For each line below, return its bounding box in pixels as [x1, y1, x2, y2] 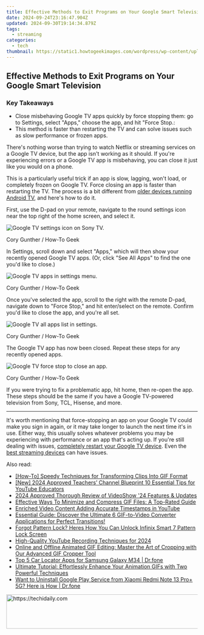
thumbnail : [6, 49, 34, 55]
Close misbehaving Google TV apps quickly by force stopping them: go [15, 113, 194, 120]
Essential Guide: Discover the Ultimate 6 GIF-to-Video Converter [15, 512, 177, 519]
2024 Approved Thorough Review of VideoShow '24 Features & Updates [15, 492, 197, 499]
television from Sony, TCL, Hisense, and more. [6, 399, 123, 406]
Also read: [6, 460, 32, 468]
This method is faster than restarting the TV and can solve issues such [15, 125, 192, 133]
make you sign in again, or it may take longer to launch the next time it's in [6, 423, 192, 431]
